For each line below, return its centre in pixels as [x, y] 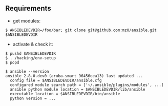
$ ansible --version [27, 71]
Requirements [28, 8]
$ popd [12, 62]
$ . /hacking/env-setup [31, 58]
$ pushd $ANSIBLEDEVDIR [31, 53]
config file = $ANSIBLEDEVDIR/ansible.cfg [56, 80]
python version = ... [33, 98]
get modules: [27, 20]
